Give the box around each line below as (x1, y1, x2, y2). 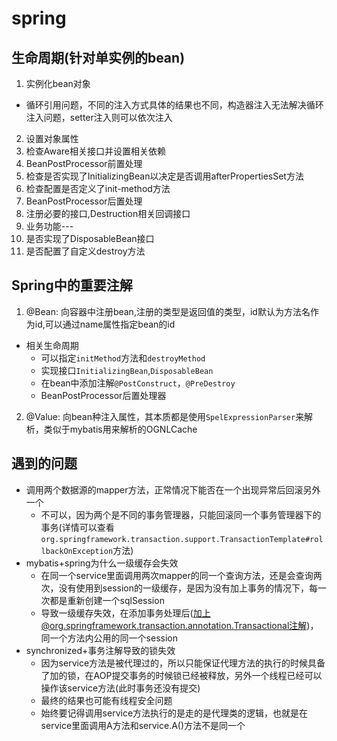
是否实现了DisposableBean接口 (25, 233, 155, 244)
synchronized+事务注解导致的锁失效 (25, 644, 176, 656)
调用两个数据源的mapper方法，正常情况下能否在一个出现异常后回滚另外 (25, 483, 321, 496)
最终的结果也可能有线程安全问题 (40, 694, 173, 706)
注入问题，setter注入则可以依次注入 (25, 112, 173, 123)
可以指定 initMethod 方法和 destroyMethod (40, 352, 206, 364)
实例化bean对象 (25, 78, 91, 89)
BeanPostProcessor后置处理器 (40, 389, 167, 401)
